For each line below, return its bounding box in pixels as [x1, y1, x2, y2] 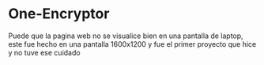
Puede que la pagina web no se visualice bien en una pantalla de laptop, [8, 31, 243, 40]
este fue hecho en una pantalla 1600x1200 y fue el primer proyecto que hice [8, 39, 257, 48]
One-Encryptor [8, 5, 110, 23]
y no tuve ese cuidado [8, 48, 81, 57]
